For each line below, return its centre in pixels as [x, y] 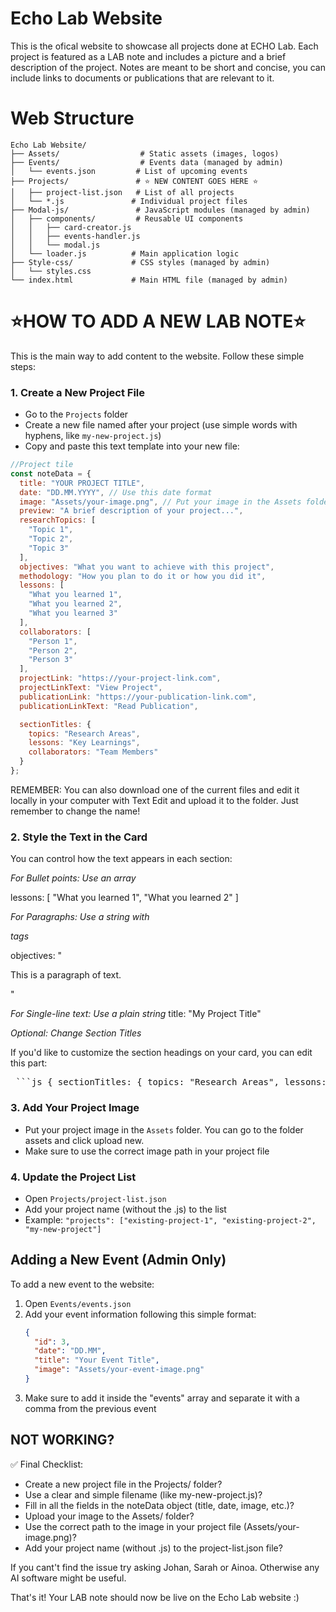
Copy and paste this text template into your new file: [132, 446]
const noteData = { [51, 473]
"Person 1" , [53, 641]
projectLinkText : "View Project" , [91, 688]
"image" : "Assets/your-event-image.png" [119, 1370]
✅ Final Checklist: [47, 1464]
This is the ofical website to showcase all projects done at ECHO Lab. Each [164, 46]
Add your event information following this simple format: [140, 1314]
